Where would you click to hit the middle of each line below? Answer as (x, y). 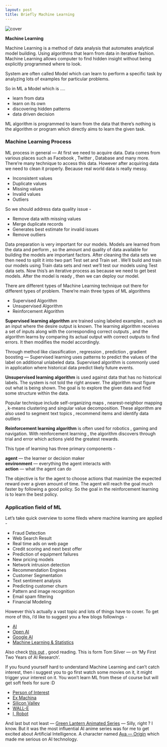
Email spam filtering (33, 597)
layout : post (19, 10)
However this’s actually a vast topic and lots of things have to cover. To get (82, 611)
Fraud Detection (29, 533)
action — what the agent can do (38, 468)
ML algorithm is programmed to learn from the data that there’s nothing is (81, 124)
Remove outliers (29, 234)
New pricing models (33, 560)
